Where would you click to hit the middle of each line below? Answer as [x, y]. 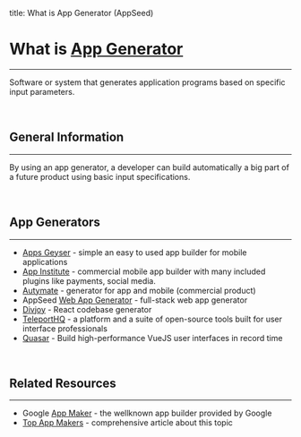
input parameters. [42, 91]
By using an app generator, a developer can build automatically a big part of [149, 167]
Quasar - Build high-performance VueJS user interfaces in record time [152, 338]
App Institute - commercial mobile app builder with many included [144, 271]
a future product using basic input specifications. [100, 176]
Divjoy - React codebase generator [87, 309]
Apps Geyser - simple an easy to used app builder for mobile [134, 252]
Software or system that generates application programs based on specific [147, 82]
